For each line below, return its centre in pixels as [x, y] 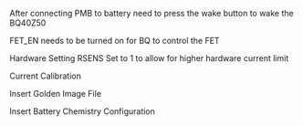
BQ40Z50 [28, 23]
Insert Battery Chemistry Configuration [82, 111]
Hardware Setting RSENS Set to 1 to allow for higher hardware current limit [149, 58]
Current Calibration [46, 76]
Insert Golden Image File [56, 94]
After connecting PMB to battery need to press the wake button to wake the [151, 13]
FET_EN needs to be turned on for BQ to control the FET [115, 41]
